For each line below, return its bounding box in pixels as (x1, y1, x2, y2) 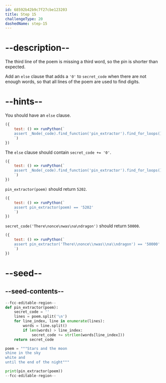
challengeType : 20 (5, 16, 43, 21)
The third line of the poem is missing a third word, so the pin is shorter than (5, 59, 158, 65)
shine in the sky (5, 350, 41, 356)
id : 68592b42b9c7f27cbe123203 (5, 7, 68, 12)
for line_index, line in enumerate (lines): (14, 319, 105, 324)
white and (5, 355, 26, 360)
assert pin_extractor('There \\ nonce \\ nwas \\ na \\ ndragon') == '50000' (14, 242, 161, 247)
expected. (5, 64, 26, 70)
